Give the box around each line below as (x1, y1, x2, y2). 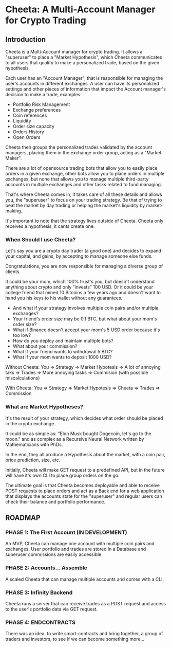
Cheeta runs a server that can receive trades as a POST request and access (5, 600, 166, 606)
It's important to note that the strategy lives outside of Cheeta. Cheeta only (5, 218, 164, 224)
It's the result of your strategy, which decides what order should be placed (5, 415, 163, 421)
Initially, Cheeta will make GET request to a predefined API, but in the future (5, 466, 165, 473)
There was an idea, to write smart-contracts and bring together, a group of (5, 631, 163, 637)
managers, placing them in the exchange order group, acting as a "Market (5, 150, 162, 155)
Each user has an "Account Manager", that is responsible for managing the (5, 75, 163, 81)
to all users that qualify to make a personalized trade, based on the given (5, 60, 160, 65)
